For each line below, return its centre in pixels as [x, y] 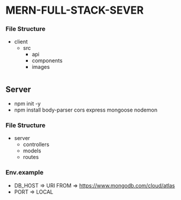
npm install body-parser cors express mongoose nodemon [86, 110]
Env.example [25, 173]
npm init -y [27, 104]
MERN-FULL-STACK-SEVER [75, 10]
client [21, 42]
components [47, 61]
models [32, 151]
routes [31, 157]
